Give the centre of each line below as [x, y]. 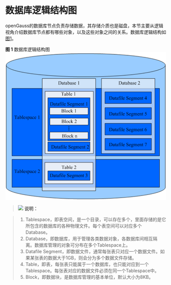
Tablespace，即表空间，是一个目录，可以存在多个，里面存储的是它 [96, 220]
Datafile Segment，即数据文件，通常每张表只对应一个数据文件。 [93, 252]
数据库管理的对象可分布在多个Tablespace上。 [82, 245]
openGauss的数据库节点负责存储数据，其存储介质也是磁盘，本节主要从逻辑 [84, 26]
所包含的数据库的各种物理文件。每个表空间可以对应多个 [83, 226]
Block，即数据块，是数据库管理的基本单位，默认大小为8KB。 [89, 277]
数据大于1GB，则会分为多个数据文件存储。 [92, 258]
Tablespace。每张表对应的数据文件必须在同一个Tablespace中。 [92, 271]
